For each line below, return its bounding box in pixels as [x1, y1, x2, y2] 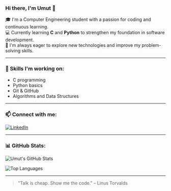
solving [5, 48, 21, 54]
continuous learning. [5, 24, 48, 30]
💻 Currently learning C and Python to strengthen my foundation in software [5, 30, 165, 36]
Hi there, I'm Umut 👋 [5, 5, 56, 12]
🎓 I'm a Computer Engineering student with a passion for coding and [5, 16, 151, 22]
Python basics [12, 82, 43, 88]
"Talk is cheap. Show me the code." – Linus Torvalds [17, 180, 128, 186]
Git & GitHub [12, 88, 39, 94]
